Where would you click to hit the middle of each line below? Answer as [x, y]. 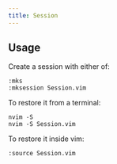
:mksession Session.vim [47, 88]
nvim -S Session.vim [42, 124]
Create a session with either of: [59, 67]
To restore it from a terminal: [55, 103]
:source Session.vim [42, 154]
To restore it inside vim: [46, 139]
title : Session [33, 15]
